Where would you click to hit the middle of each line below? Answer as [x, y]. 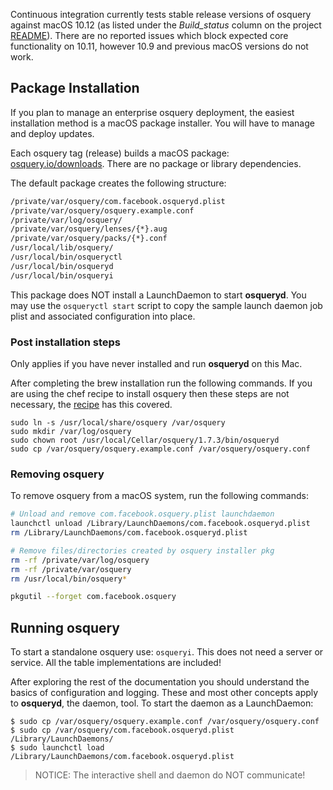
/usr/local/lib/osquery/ [62, 248]
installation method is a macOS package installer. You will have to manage [162, 123]
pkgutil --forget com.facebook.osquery [93, 597]
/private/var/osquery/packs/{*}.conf [89, 239]
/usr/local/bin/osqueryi [62, 275]
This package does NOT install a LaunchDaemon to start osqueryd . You [158, 295]
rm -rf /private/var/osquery [71, 569]
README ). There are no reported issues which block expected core [149, 35]
